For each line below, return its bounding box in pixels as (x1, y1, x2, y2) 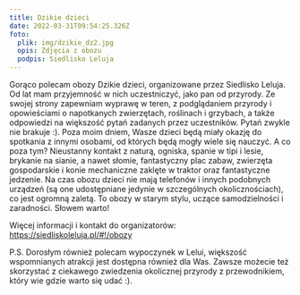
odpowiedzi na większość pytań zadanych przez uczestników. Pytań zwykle (9, 117, 291, 128)
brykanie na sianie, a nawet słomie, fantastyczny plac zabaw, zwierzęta (9, 156, 273, 165)
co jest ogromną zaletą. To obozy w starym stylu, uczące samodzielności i (9, 193, 284, 204)
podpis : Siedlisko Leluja (17, 55, 115, 63)
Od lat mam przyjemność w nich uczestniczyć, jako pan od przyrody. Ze (9, 88, 276, 99)
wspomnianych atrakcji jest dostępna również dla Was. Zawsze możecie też (9, 257, 289, 266)
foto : (9, 29, 30, 38)
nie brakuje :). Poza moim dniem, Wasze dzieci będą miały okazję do (9, 127, 262, 137)
